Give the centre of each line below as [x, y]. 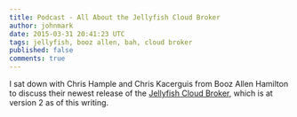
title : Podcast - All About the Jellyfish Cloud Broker [115, 17]
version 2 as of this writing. [59, 102]
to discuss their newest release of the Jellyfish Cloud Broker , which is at [141, 93]
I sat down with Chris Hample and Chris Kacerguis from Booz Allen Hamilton [149, 84]
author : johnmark [41, 26]
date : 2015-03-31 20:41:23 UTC [67, 34]
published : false [41, 51]
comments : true [37, 58]
